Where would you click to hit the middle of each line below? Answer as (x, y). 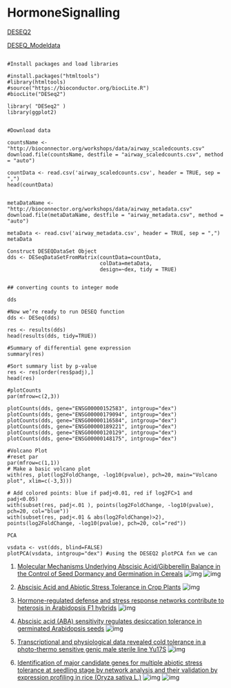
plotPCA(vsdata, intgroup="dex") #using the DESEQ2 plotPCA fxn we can (112, 553)
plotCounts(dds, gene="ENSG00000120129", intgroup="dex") (92, 432)
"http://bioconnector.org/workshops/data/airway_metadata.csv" (100, 209)
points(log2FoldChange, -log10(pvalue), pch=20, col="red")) (97, 523)
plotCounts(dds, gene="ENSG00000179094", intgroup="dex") (92, 414)
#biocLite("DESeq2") (37, 94)
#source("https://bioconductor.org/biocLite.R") (78, 88)
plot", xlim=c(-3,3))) (40, 481)
